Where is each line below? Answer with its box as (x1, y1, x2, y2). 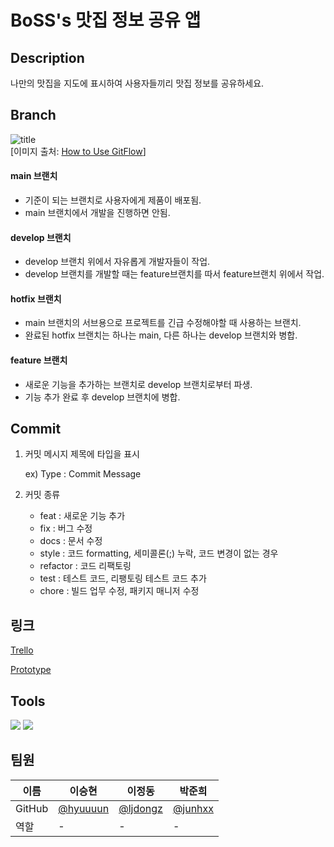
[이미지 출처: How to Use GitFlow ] (10, 145, 147, 157)
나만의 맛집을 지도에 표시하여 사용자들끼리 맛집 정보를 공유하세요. (10, 77, 265, 89)
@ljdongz (118, 801, 163, 815)
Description (10, 49, 85, 66)
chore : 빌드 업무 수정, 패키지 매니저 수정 (39, 585, 200, 597)
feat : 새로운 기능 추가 (39, 510, 126, 522)
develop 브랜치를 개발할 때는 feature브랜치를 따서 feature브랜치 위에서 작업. (24, 268, 325, 280)
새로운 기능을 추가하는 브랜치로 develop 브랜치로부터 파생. (24, 378, 253, 390)
